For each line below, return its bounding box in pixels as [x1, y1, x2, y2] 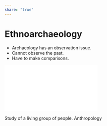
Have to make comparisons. [11, 55, 69, 61]
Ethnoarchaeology [4, 28, 82, 39]
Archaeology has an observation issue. [11, 45, 92, 51]
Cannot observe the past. [11, 50, 64, 56]
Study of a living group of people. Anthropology [4, 115, 102, 121]
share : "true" [4, 7, 34, 12]
